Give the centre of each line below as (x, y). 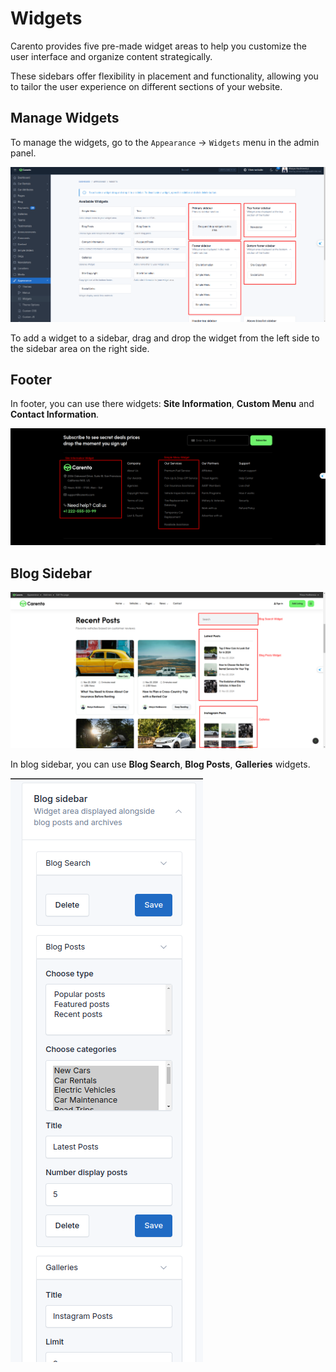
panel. (23, 153)
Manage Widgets (65, 118)
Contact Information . (55, 414)
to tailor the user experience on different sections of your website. (146, 86)
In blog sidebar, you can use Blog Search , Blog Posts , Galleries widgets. (160, 764)
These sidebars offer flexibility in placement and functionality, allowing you (164, 76)
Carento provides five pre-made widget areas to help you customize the (158, 46)
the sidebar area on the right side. (80, 348)
